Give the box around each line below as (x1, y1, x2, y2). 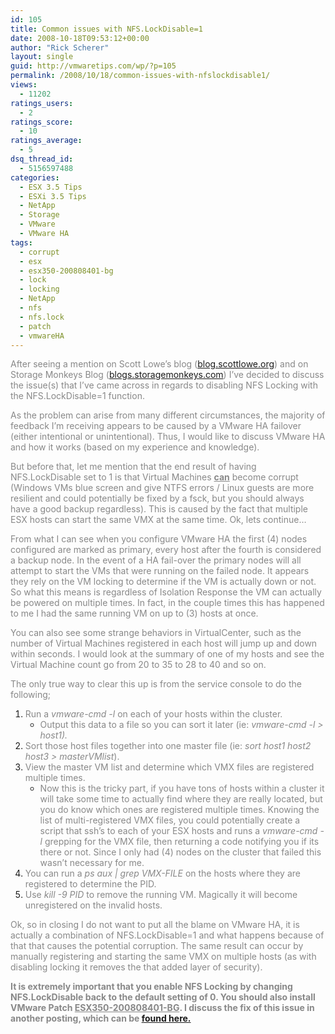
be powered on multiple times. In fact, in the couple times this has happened (10, 597, 325, 609)
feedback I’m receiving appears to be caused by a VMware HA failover (10, 420, 302, 432)
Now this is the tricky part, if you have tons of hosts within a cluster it (39, 782, 325, 795)
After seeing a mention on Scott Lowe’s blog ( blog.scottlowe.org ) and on (10, 358, 309, 370)
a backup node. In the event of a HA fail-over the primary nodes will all (10, 554, 302, 566)
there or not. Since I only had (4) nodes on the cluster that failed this (39, 846, 322, 858)
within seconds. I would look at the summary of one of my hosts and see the (10, 648, 325, 660)
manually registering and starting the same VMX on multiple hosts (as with (10, 951, 317, 963)
